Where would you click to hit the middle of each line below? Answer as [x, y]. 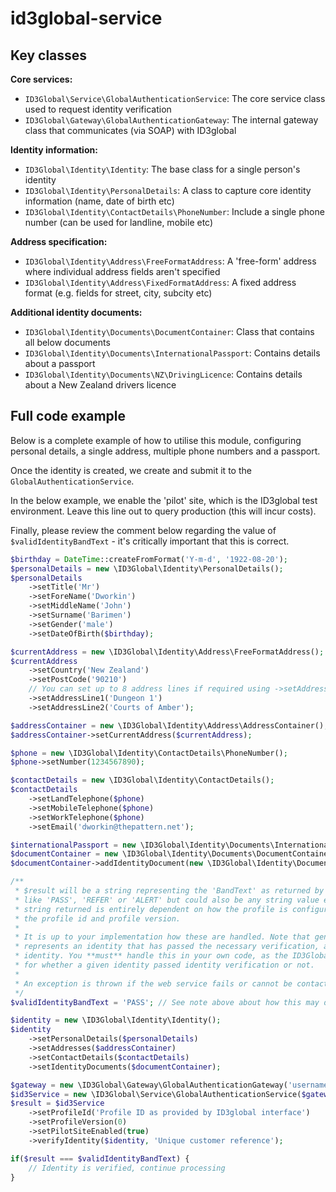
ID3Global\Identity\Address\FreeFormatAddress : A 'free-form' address [170, 261]
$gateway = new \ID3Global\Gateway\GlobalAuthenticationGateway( [149, 1085]
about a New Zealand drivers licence [100, 385]
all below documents [67, 342]
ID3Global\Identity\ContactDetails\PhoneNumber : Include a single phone [174, 211]
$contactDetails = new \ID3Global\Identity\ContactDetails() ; [142, 780]
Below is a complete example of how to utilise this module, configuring [156, 440]
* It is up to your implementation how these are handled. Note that [162, 937]
